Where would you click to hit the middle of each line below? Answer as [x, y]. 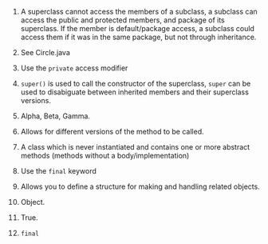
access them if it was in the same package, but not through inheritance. [138, 37]
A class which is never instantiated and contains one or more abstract [135, 147]
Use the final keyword [58, 171]
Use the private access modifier [74, 68]
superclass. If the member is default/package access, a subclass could [137, 28]
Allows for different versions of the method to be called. [112, 132]
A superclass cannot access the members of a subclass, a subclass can [139, 12]
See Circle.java [45, 52]
